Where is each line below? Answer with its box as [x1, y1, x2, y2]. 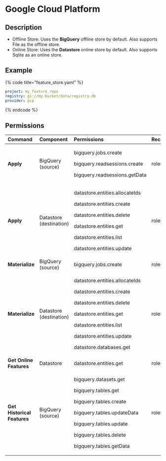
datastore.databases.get [74, 344, 130, 351]
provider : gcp [5, 98, 35, 103]
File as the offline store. [12, 42, 60, 47]
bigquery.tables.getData [74, 443, 130, 450]
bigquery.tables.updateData [74, 409, 139, 416]
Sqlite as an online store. [12, 52, 63, 58]
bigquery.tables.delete [74, 431, 126, 438]
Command [7, 136, 33, 143]
